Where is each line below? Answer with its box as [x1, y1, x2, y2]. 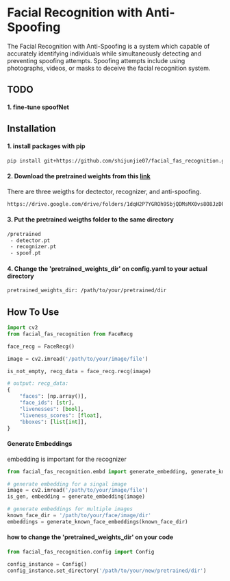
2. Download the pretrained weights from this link [7, 171, 151, 180]
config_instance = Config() [7, 560, 88, 567]
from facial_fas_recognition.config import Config [7, 548, 155, 555]
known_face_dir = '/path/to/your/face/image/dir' [7, 512, 152, 519]
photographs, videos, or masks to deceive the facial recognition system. [7, 64, 211, 72]
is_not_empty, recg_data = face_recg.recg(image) [7, 368, 152, 375]
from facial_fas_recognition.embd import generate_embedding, [7, 468, 188, 475]
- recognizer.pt [10, 244, 57, 250]
